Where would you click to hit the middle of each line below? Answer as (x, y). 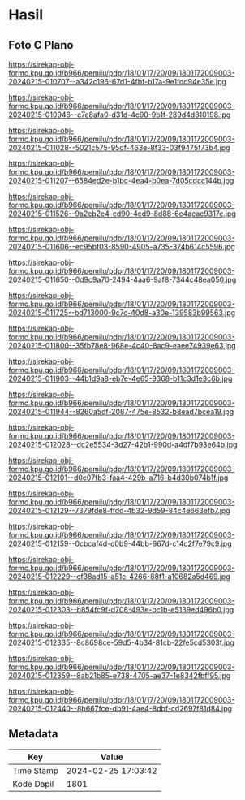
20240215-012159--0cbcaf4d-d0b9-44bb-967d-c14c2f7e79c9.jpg (120, 543)
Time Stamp (36, 771)
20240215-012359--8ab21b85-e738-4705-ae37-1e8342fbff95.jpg (120, 675)
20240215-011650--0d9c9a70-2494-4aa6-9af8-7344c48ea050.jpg (122, 279)
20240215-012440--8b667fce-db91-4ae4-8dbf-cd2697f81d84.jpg (120, 709)
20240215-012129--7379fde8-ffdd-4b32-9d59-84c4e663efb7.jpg (120, 510)
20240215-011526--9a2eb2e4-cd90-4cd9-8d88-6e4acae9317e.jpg (122, 214)
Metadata (33, 734)
